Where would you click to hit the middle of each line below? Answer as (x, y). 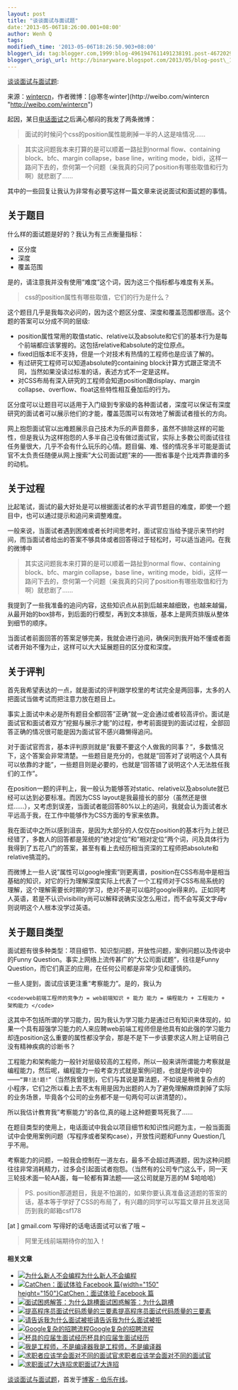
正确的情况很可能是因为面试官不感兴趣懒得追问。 (85, 732)
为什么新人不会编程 (108, 1276)
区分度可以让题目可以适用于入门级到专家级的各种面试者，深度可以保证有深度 (119, 404)
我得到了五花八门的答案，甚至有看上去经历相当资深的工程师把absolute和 (113, 848)
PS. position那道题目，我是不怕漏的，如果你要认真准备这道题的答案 (123, 1193)
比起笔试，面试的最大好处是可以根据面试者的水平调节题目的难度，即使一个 (116, 507)
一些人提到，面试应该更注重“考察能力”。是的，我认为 (85, 983)
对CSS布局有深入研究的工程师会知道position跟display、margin (109, 380)
